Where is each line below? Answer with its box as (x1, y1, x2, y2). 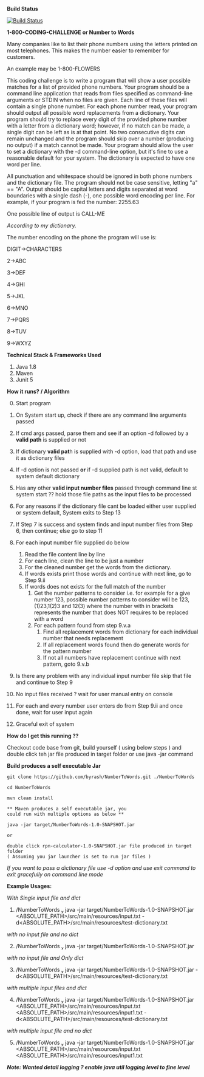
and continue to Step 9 (15, 679, 73, 686)
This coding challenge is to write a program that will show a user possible (7, 77, 191, 84)
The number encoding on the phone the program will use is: (7, 234, 157, 241)
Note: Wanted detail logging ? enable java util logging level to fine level (7, 1064, 190, 1071)
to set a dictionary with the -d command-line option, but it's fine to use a (7, 148, 188, 155)
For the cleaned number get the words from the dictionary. (24, 564, 172, 570)
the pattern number (42, 648, 92, 655)
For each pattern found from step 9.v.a (33, 622, 131, 629)
